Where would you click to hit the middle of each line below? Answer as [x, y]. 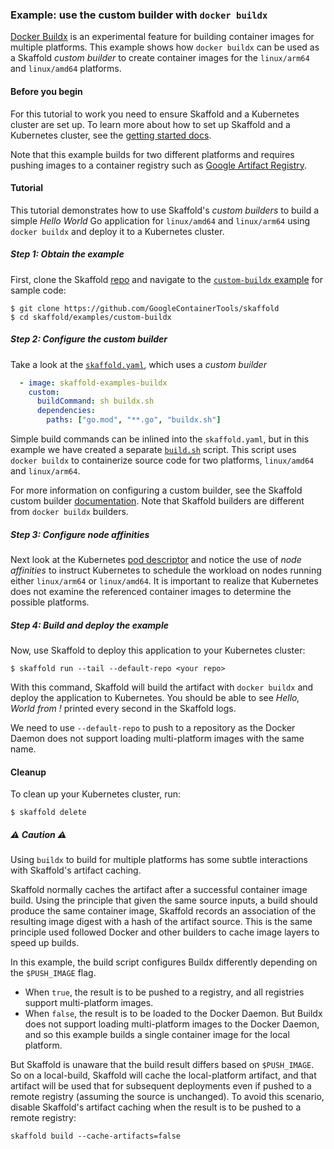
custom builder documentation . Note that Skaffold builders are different [157, 501]
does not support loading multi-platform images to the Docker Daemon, [172, 1024]
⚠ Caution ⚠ [38, 834]
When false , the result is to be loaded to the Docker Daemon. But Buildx [173, 1014]
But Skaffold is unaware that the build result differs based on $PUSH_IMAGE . [162, 1065]
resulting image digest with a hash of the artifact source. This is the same [161, 922]
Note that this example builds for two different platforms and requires [152, 154]
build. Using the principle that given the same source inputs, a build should [164, 900]
